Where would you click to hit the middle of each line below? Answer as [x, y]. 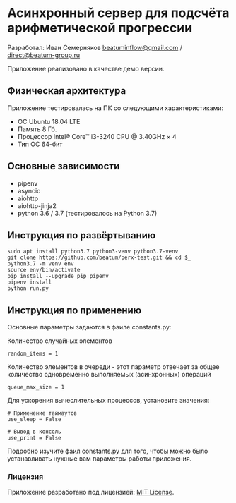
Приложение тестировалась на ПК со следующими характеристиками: [116, 108]
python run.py [28, 289]
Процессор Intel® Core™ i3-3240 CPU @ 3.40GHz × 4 [97, 136]
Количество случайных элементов [60, 341]
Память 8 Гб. [37, 129]
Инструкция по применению [75, 310]
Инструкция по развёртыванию [82, 235]
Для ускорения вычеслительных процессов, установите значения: [108, 401]
